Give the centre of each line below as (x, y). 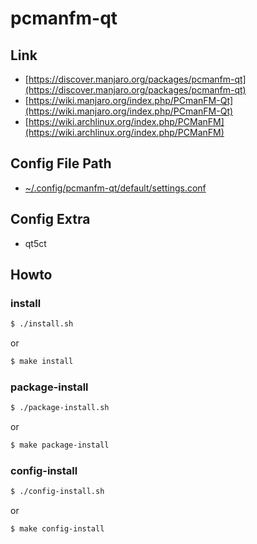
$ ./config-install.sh (57, 492)
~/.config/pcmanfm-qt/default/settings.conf (115, 188)
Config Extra (50, 219)
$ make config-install (57, 529)
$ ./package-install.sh (60, 408)
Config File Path (61, 163)
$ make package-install (60, 445)
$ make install (42, 362)
